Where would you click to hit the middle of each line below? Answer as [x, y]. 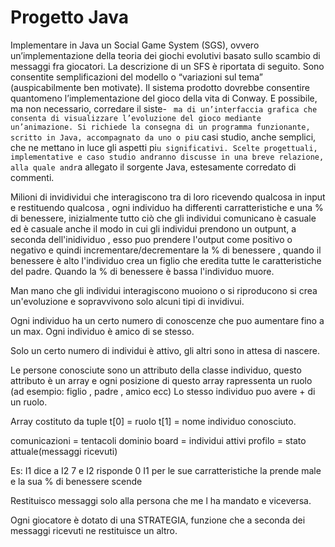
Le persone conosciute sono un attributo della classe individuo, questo [156, 370]
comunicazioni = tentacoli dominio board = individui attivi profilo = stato [158, 440]
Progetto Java [70, 17]
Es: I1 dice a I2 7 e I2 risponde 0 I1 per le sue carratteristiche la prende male [166, 470]
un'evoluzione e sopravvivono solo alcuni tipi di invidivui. [127, 301]
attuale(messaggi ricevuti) [64, 451]
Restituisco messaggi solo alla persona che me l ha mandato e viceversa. [161, 500]
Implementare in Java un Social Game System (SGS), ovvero [135, 45]
